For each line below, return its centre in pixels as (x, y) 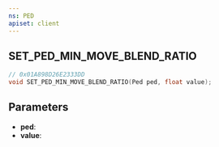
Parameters (39, 107)
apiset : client (34, 23)
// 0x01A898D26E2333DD (47, 75)
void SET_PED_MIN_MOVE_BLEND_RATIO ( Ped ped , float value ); (110, 82)
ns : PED (21, 16)
